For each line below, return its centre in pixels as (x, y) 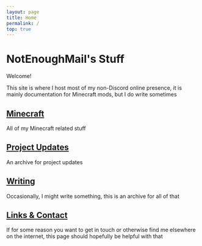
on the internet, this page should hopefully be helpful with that (85, 236)
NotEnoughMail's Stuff (66, 59)
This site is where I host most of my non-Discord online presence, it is (94, 88)
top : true (19, 29)
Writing (21, 182)
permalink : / (23, 23)
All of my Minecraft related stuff (46, 128)
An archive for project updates (45, 162)
